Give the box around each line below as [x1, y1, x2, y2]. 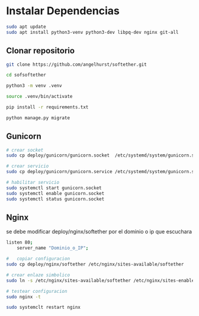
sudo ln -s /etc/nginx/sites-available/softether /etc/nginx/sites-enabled [6, 277, 197, 283]
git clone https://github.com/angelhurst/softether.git [6, 61, 147, 68]
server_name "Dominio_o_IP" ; [17, 245, 89, 251]
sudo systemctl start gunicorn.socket [6, 185, 102, 191]
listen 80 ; [6, 240, 33, 245]
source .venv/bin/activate [6, 94, 73, 100]
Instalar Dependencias [6, 4, 120, 18]
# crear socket [6, 147, 44, 153]
